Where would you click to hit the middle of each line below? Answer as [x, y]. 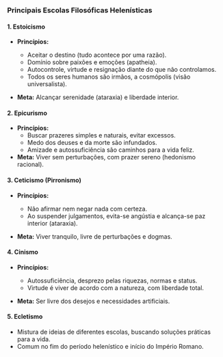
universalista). [47, 84]
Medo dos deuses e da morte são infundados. [92, 143]
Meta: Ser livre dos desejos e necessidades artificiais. [93, 301]
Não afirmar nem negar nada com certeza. [87, 209]
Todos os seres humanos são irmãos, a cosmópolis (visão [109, 77]
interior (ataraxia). [52, 223]
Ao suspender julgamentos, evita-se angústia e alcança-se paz [116, 216]
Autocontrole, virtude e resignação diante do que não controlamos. [122, 70]
